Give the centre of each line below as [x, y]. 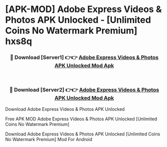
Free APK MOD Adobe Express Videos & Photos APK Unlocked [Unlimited [81, 119]
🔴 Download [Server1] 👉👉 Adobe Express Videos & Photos [84, 57]
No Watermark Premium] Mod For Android [49, 139]
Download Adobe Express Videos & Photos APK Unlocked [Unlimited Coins [83, 134]
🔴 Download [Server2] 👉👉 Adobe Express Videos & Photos [84, 90]
